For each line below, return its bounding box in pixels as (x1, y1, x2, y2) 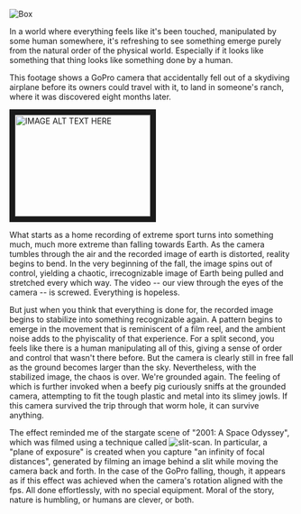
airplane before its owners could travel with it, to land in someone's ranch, (9, 82, 284, 92)
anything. (9, 410, 45, 420)
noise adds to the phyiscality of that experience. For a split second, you (9, 334, 275, 344)
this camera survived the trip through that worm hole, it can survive (9, 400, 260, 410)
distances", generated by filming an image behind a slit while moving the (9, 456, 278, 466)
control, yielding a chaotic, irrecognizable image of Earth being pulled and (9, 268, 284, 279)
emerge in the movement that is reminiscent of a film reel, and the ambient (9, 324, 286, 334)
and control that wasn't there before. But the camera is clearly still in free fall (9, 353, 294, 363)
